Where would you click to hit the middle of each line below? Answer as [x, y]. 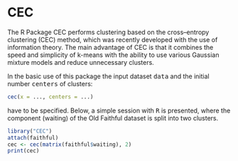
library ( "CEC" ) [30, 131]
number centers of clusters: [50, 83]
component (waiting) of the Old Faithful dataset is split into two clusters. [113, 118]
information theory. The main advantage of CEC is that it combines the [110, 47]
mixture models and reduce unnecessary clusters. [81, 62]
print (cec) [23, 151]
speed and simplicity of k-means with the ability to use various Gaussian [113, 55]
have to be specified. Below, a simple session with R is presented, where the [119, 110]
